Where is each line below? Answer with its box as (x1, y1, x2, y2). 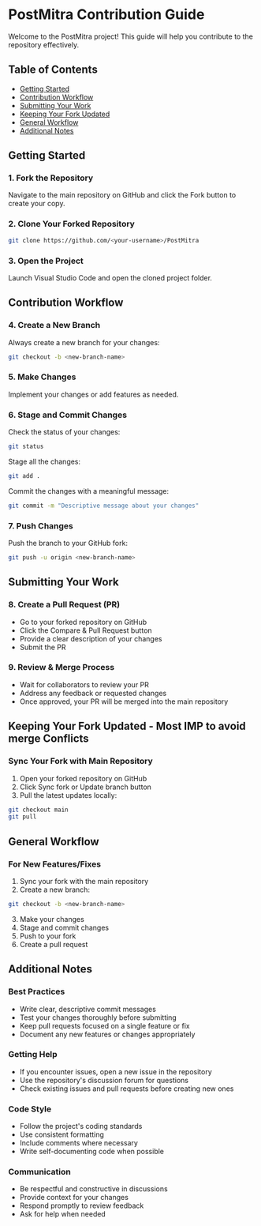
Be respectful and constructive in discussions (19, 1184, 168, 1194)
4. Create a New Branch (8, 320, 101, 331)
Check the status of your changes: (8, 427, 121, 437)
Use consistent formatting (19, 1130, 105, 1139)
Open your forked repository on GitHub (19, 773, 147, 783)
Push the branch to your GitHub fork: (8, 538, 129, 547)
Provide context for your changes (19, 1193, 129, 1202)
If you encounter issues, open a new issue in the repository (19, 1066, 213, 1076)
